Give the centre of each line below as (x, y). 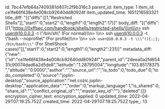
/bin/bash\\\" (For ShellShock (36, 44)
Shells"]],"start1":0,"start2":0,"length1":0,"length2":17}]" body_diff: (72, 23)
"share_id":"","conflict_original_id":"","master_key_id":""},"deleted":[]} (76, 91)
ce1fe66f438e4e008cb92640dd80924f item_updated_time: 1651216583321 (82, 12)
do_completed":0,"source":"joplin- (40, 75)
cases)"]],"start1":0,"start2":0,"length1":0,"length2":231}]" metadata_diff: (79, 49)
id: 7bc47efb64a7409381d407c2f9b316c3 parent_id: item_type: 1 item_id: (80, 7)
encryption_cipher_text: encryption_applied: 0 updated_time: (67, 96)
